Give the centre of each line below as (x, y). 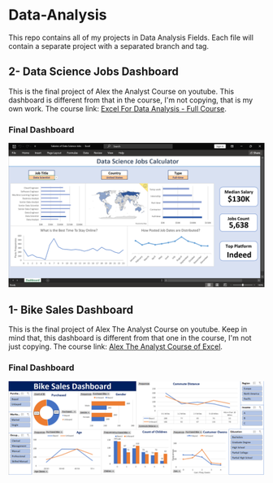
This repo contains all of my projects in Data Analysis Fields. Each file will (131, 37)
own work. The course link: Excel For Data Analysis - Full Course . (118, 108)
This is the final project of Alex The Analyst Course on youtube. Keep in (128, 329)
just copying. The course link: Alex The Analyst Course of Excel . (116, 346)
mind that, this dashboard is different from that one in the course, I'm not (130, 338)
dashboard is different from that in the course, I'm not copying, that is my (131, 100)
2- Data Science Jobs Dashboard (93, 72)
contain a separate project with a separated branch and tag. (109, 46)
